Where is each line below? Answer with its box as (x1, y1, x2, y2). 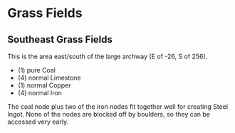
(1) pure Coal (17, 66, 56, 74)
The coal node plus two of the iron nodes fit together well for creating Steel (7, 102, 229, 111)
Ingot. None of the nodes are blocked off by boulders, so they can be (7, 110, 210, 118)
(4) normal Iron (17, 89, 63, 97)
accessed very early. (7, 117, 69, 126)
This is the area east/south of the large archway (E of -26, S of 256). (7, 52, 208, 60)
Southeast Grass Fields (7, 33, 113, 46)
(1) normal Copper (17, 81, 71, 90)
